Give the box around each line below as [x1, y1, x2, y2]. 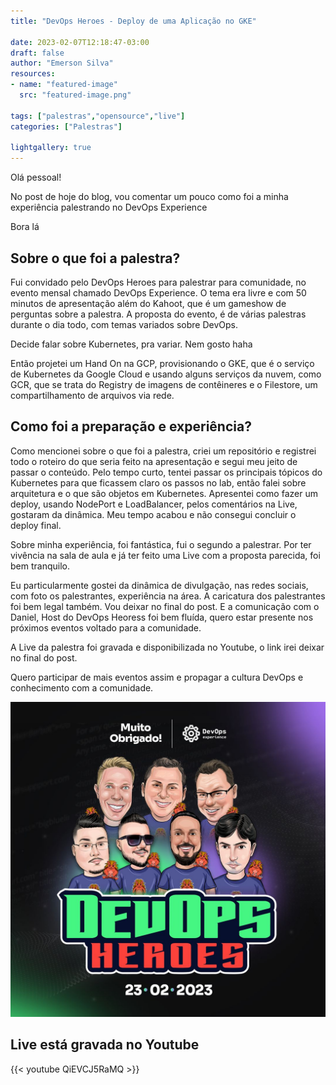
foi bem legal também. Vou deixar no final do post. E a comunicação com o [10, 600, 320, 612]
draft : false [10, 48, 65, 58]
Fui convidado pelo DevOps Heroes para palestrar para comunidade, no [10, 276, 307, 288]
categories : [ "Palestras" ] [10, 121, 123, 132]
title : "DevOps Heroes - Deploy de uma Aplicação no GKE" [10, 16, 257, 26]
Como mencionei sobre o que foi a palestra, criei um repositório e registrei [10, 445, 317, 457]
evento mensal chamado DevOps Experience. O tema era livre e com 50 [10, 286, 307, 299]
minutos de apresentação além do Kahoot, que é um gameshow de [10, 297, 287, 309]
